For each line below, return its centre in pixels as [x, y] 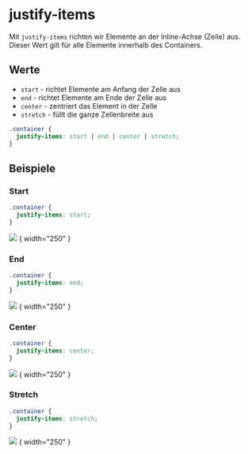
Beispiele [32, 168]
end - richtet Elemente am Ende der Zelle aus [93, 98]
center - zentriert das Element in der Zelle [89, 106]
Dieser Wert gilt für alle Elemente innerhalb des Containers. [106, 44]
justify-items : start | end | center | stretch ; [98, 137]
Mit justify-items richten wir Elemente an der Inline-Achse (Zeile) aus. [125, 37]
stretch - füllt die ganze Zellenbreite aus [87, 114]
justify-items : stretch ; [57, 418]
